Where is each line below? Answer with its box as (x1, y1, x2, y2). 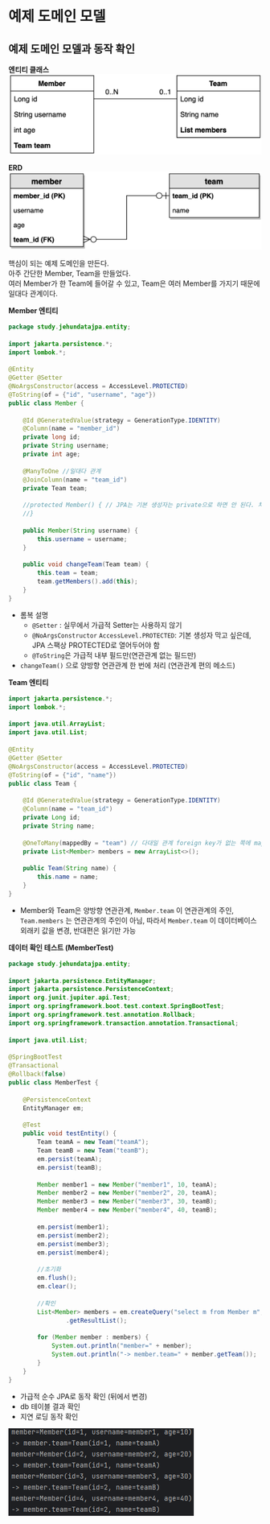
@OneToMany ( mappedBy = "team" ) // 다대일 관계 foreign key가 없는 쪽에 (22, 839, 251, 847)
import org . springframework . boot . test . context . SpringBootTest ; (8, 1002, 225, 1010)
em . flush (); (37, 1274, 78, 1282)
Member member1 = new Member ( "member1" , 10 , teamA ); (37, 1180, 218, 1188)
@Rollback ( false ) (8, 1070, 67, 1079)
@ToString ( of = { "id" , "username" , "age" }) (8, 390, 157, 399)
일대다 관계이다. (8, 288, 59, 298)
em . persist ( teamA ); (37, 1154, 103, 1163)
